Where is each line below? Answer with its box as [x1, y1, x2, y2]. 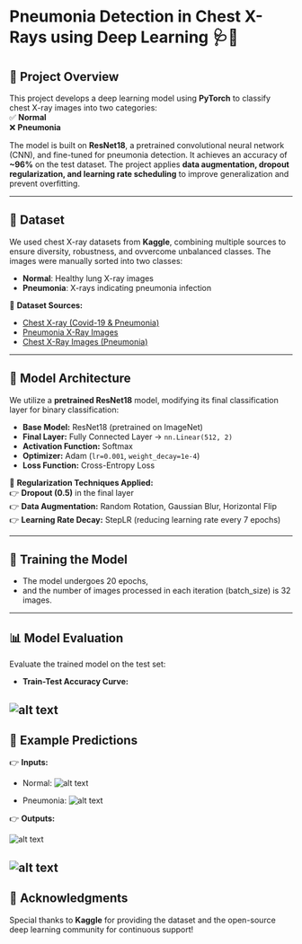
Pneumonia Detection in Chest [9, 6, 241, 27]
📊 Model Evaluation [9, 631, 124, 646]
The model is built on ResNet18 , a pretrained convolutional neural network [9, 140, 285, 150]
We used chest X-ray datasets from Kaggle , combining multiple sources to [9, 236, 286, 247]
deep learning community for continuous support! [9, 923, 194, 935]
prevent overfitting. [9, 178, 81, 189]
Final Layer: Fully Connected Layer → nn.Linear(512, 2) [22, 431, 234, 442]
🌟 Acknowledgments [9, 891, 129, 906]
